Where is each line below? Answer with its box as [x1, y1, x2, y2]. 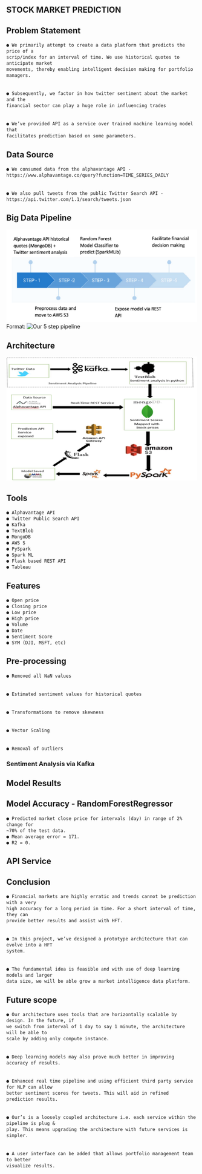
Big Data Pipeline [6, 213, 72, 223]
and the [6, 97, 26, 103]
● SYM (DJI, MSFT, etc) [6, 640, 67, 646]
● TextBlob [6, 528, 34, 534]
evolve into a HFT [6, 942, 53, 948]
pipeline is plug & [6, 1120, 56, 1126]
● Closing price [6, 603, 47, 609]
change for [6, 821, 34, 828]
